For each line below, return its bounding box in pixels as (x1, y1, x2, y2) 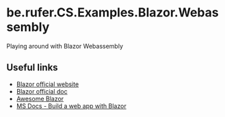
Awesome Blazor (16, 94, 64, 103)
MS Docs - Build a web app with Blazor (16, 101, 127, 110)
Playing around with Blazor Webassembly (6, 42, 124, 50)
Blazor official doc (16, 87, 68, 95)
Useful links (6, 62, 59, 73)
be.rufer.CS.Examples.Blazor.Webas (6, 5, 220, 21)
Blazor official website (16, 80, 79, 88)
